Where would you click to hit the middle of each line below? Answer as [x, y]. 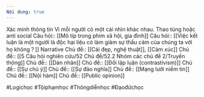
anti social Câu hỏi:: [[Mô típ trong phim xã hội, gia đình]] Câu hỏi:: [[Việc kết [102, 35]
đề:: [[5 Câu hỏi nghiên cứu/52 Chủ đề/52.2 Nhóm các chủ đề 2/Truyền [96, 56]
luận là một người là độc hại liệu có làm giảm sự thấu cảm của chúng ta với [99, 42]
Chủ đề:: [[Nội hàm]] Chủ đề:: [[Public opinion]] [66, 75]
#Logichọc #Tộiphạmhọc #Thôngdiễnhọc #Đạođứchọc [75, 87]
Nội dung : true [25, 12]
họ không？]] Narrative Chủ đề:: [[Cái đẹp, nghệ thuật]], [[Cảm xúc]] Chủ [98, 49]
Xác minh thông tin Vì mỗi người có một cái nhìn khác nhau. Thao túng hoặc [101, 29]
